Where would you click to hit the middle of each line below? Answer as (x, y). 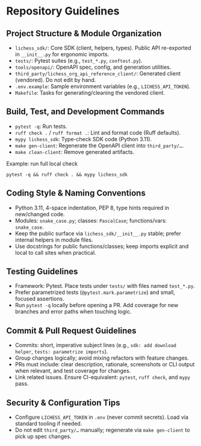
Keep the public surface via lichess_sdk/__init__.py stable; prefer (98, 233)
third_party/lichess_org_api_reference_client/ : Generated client (98, 73)
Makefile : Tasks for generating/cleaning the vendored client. (90, 93)
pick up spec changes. (43, 436)
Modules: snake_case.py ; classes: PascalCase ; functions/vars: (91, 220)
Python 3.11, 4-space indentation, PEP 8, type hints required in (92, 208)
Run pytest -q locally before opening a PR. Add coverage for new (97, 305)
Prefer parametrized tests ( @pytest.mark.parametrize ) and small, (95, 292)
